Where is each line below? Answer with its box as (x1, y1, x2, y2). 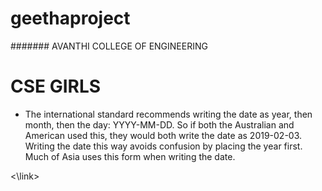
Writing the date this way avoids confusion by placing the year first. (24, 140, 303, 152)
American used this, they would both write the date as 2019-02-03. (24, 129, 303, 141)
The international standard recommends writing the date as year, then (24, 108, 313, 120)
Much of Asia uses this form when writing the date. (24, 150, 236, 162)
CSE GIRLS (10, 75, 102, 98)
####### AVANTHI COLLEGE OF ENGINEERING (10, 40, 208, 52)
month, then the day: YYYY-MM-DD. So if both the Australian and (24, 118, 295, 131)
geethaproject (10, 7, 131, 30)
